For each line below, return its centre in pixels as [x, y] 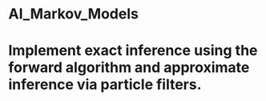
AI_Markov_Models [73, 14]
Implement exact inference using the [133, 51]
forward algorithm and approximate [129, 68]
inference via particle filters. [105, 85]
